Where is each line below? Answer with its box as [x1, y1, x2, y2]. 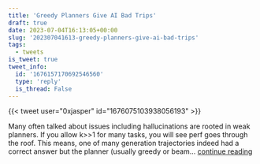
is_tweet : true [8, 56, 58, 64]
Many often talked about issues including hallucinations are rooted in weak [8, 121, 251, 131]
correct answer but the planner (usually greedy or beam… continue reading [8, 147, 253, 156]
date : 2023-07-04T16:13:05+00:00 [8, 26, 118, 34]
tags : [8, 41, 26, 49]
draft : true [8, 19, 47, 27]
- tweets [15, 48, 44, 56]
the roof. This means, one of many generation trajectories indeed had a [8, 139, 240, 148]
